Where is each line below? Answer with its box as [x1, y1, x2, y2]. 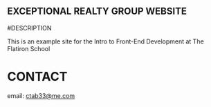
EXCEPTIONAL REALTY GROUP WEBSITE [7, 6, 187, 17]
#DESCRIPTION [7, 23, 52, 32]
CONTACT [7, 69, 68, 84]
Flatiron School [7, 44, 51, 52]
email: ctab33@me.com [7, 91, 75, 99]
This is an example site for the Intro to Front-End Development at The [7, 37, 204, 46]
